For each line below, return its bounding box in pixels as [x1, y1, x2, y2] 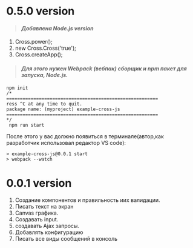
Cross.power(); [15, 38, 53, 45]
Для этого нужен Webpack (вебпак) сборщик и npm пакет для [21, 65, 187, 72]
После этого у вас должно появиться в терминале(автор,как [6, 132, 165, 140]
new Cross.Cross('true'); [15, 44, 77, 52]
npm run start [8, 122, 45, 128]
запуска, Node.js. [21, 71, 68, 78]
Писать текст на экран [15, 203, 74, 210]
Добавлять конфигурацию [15, 229, 83, 236]
